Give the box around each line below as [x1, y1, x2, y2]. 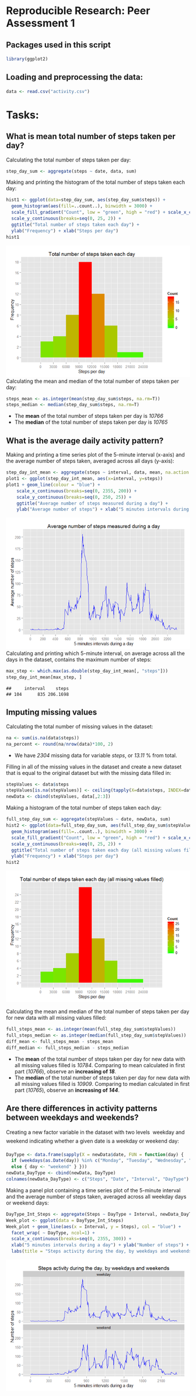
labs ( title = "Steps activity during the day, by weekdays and [11, 1248, 168, 1254]
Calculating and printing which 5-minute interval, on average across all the [6, 650, 185, 657]
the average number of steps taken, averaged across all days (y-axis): [6, 458, 174, 465]
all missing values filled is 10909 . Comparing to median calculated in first [14, 1080, 190, 1087]
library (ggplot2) [6, 56, 48, 62]
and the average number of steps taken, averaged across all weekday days [6, 1193, 187, 1200]
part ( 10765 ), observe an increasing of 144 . [14, 1086, 120, 1093]
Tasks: [6, 108, 39, 121]
